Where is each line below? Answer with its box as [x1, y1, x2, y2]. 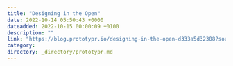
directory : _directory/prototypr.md [7, 49, 113, 56]
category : [7, 42, 36, 49]
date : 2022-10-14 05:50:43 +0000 [7, 16, 104, 23]
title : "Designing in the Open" [7, 10, 101, 17]
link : [7, 36, 23, 43]
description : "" [7, 29, 54, 36]
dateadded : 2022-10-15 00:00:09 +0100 [7, 23, 119, 30]
